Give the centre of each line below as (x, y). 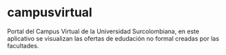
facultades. (23, 45)
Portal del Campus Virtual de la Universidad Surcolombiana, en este (103, 31)
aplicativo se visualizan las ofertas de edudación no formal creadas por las (113, 38)
